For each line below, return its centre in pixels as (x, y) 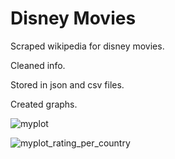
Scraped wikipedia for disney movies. (87, 46)
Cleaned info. (38, 65)
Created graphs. (44, 104)
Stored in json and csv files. (67, 84)
